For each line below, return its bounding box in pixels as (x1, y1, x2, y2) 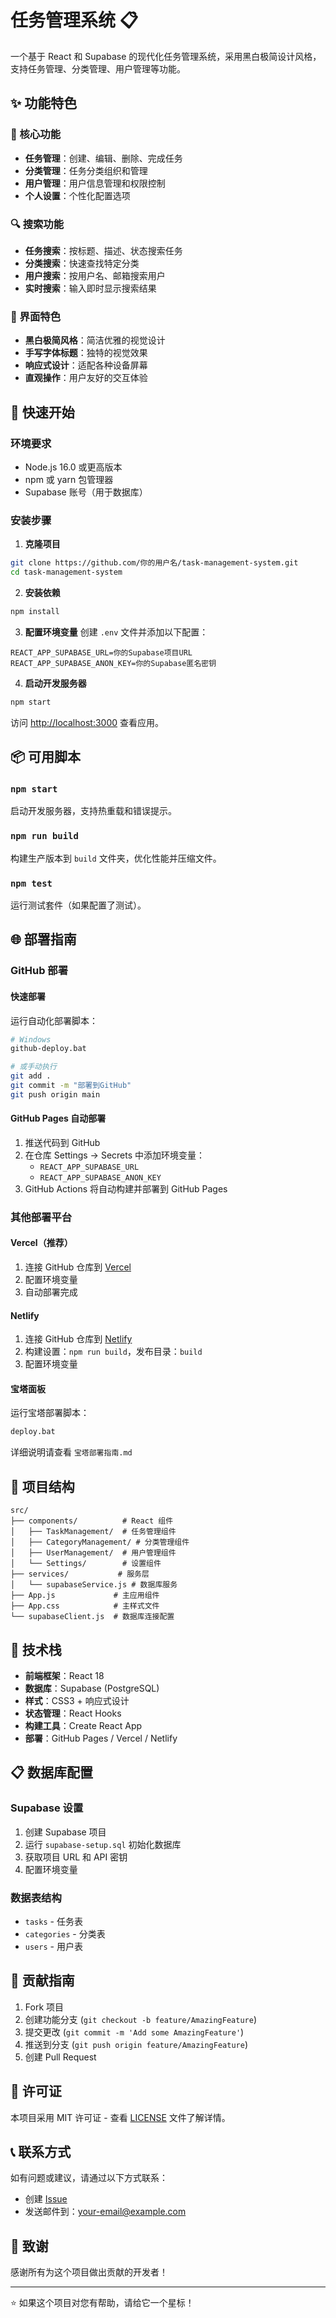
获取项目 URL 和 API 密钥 (24, 1851, 128, 1863)
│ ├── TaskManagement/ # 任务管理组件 (10, 1527, 177, 1537)
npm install (10, 606, 60, 616)
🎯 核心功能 (10, 127, 62, 141)
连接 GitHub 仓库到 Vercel (24, 1261, 132, 1273)
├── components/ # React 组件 (10, 1516, 174, 1526)
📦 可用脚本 (10, 749, 82, 766)
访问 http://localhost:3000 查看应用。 (10, 716, 164, 728)
